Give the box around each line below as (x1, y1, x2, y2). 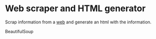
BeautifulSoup (5, 28, 34, 34)
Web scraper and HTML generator (5, 3, 146, 14)
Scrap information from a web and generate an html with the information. (5, 19, 152, 25)
